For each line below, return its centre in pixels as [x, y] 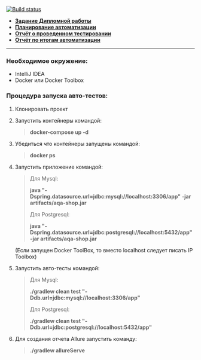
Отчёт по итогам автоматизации [57, 40]
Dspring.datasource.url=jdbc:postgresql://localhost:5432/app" [111, 232]
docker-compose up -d [59, 132]
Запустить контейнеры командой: [58, 120]
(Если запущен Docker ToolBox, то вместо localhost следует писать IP [104, 250]
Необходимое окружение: [47, 61]
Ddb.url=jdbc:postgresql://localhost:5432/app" [91, 327]
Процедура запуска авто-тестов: [57, 96]
